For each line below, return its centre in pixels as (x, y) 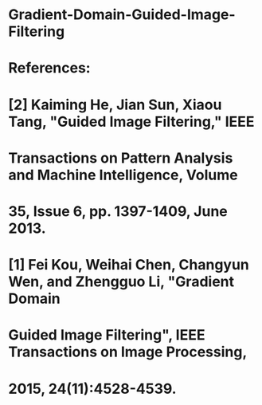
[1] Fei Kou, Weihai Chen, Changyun (129, 265)
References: (49, 68)
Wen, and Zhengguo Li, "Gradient (121, 282)
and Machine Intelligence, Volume (123, 175)
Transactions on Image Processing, (128, 352)
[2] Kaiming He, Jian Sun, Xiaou (115, 104)
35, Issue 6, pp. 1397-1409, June (118, 211)
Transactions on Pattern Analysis (121, 158)
